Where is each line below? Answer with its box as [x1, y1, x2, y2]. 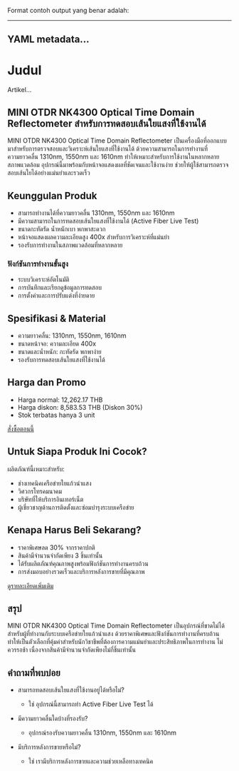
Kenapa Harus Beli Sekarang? [7, 524, 142, 536]
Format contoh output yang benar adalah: [7, 6, 129, 14]
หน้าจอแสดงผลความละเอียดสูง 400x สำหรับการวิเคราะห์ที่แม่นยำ [17, 232, 169, 241]
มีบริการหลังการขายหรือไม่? [17, 742, 81, 752]
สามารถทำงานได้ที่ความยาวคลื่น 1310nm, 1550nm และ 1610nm [17, 208, 176, 217]
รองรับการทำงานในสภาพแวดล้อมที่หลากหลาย [17, 241, 123, 249]
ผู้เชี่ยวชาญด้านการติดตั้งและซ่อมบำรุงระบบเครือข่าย [17, 503, 134, 511]
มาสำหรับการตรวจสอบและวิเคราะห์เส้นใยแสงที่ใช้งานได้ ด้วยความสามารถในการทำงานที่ [7, 144, 208, 153]
